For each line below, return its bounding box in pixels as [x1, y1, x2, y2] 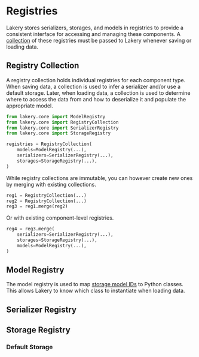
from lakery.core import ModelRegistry [6, 113, 106, 119]
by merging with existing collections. [6, 181, 97, 188]
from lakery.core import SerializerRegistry [6, 125, 119, 131]
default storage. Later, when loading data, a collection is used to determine [6, 89, 191, 97]
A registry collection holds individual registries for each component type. [6, 76, 186, 83]
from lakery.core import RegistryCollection [6, 119, 119, 125]
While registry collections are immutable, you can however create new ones [6, 174, 193, 181]
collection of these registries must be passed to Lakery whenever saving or [6, 37, 192, 44]
